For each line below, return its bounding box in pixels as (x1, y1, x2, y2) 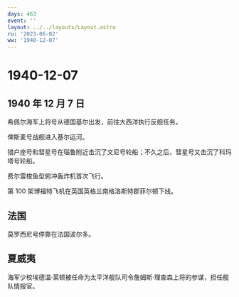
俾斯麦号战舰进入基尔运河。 (7, 133, 89, 141)
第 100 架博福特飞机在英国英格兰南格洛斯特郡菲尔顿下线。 (7, 187, 178, 195)
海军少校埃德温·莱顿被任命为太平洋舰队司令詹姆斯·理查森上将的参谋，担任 (7, 273, 223, 281)
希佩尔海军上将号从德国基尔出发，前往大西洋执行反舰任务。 (7, 118, 182, 126)
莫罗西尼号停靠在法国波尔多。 (7, 229, 95, 238)
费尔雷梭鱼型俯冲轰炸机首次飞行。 (7, 172, 107, 180)
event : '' (7, 17, 37, 24)
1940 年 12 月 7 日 (7, 97, 85, 109)
